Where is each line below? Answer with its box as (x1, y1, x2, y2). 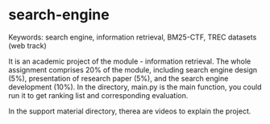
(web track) (8, 40, 47, 50)
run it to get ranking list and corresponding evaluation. (8, 90, 189, 100)
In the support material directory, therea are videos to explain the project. (8, 106, 251, 116)
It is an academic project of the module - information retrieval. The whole (8, 56, 251, 66)
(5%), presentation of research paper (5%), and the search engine (8, 73, 229, 83)
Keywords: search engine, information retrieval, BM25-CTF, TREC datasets (8, 32, 257, 42)
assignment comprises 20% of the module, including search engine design (8, 64, 258, 74)
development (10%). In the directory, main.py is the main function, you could (8, 82, 262, 92)
